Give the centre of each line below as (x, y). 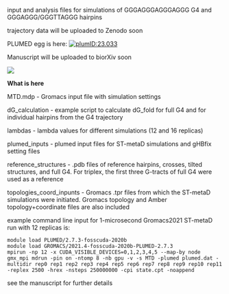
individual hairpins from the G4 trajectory (65, 117)
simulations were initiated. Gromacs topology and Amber (87, 200)
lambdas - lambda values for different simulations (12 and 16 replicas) (105, 131)
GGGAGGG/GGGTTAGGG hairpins (55, 17)
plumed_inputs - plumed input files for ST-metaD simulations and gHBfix (109, 144)
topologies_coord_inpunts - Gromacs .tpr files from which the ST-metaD (109, 192)
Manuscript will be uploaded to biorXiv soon (70, 57)
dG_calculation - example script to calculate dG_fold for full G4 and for (107, 110)
